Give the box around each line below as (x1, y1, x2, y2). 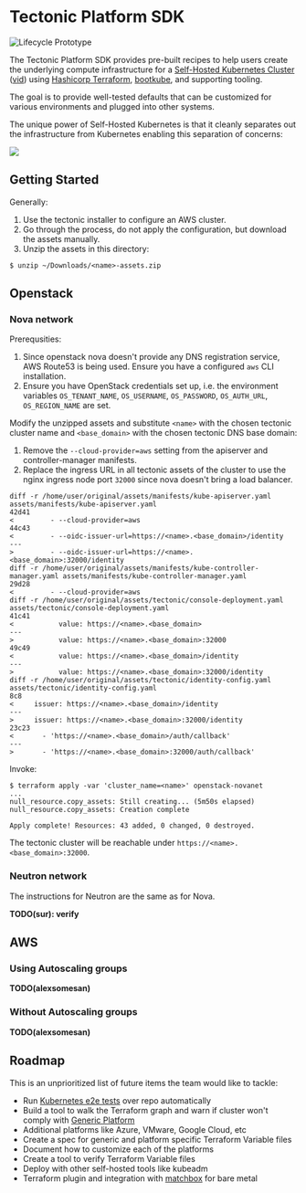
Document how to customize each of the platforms (22, 1144, 215, 1155)
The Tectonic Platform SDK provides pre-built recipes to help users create (9, 54, 289, 65)
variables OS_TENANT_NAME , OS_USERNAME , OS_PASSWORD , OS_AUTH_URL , (22, 390, 269, 401)
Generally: (9, 196, 48, 207)
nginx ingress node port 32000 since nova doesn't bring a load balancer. (22, 474, 293, 485)
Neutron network (9, 870, 88, 882)
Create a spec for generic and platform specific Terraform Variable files (22, 1134, 292, 1145)
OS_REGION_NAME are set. (22, 400, 111, 411)
